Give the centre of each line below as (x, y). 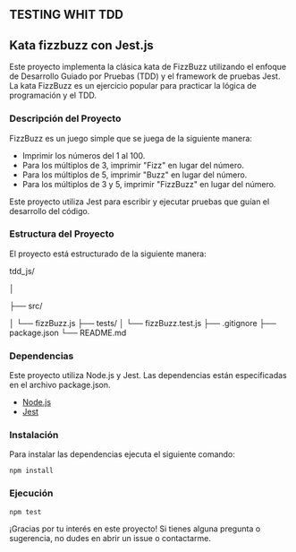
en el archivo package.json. (60, 385)
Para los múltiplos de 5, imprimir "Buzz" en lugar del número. (135, 175)
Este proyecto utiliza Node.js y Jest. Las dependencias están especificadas (148, 375)
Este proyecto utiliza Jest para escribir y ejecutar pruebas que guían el (140, 202)
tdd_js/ (22, 271)
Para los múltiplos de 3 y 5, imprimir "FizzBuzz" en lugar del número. (149, 184)
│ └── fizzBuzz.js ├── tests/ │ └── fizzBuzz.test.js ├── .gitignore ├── (143, 323)
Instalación (34, 436)
